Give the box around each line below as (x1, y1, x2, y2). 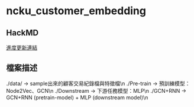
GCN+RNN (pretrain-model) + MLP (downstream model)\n (6, 93, 148, 101)
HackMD (6, 28, 39, 38)
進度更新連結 (6, 44, 37, 51)
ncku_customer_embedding (6, 4, 147, 18)
